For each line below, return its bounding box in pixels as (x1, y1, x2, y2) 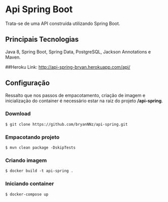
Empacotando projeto (5, 133, 60, 140)
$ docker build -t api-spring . (5, 168, 73, 174)
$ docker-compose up (5, 192, 49, 197)
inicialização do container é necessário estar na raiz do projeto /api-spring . (5, 98, 163, 104)
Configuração (5, 79, 50, 88)
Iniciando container (5, 180, 54, 187)
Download (5, 110, 31, 118)
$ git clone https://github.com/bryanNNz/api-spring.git (5, 122, 128, 127)
